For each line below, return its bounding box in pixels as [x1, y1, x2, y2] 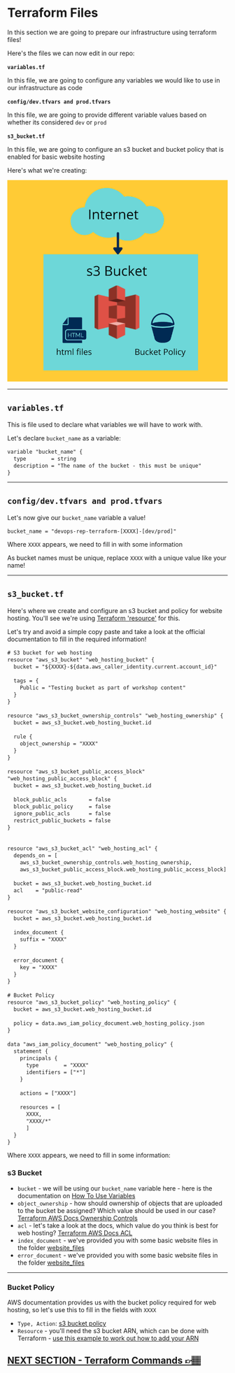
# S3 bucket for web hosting [7, 649, 92, 656]
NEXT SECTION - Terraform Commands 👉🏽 [7, 1354, 201, 1366]
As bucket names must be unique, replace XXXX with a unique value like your [7, 554, 227, 562]
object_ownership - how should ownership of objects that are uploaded [17, 1199, 222, 1207]
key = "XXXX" [20, 963, 58, 971]
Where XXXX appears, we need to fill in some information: [7, 1151, 171, 1159]
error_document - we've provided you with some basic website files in [17, 1251, 218, 1259]
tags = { [13, 677, 39, 684]
